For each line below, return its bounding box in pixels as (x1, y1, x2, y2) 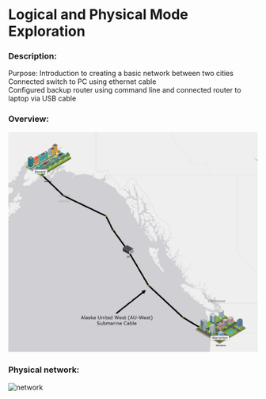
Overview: (8, 113, 49, 124)
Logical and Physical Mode (8, 6, 188, 24)
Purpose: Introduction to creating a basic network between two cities (8, 69, 234, 78)
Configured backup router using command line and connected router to (8, 85, 241, 95)
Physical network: (8, 364, 80, 375)
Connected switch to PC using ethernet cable (8, 77, 157, 86)
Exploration (8, 22, 85, 40)
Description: (8, 51, 57, 62)
